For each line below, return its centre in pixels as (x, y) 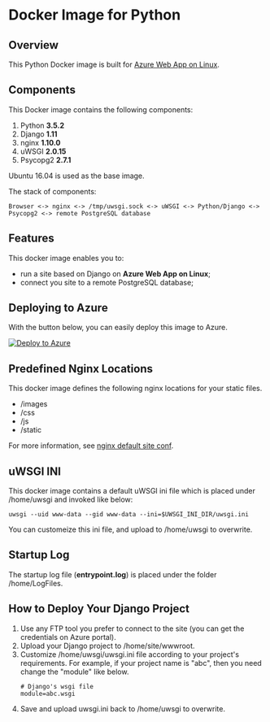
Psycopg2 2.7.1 (46, 159)
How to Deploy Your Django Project (99, 609)
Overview (34, 45)
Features (31, 239)
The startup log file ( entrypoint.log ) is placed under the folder (113, 574)
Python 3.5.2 (42, 125)
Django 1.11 (39, 134)
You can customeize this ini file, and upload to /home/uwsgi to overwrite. (131, 529)
